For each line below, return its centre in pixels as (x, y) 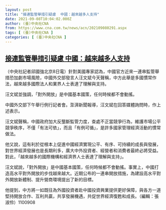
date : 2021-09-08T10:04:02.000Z (38, 19)
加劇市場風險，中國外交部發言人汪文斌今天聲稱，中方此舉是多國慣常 (83, 78)
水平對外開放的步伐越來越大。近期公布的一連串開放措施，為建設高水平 (85, 173)
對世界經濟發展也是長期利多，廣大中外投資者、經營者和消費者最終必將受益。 (83, 150)
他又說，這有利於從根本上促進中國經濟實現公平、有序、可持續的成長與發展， (83, 144)
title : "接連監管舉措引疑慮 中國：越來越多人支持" (52, 14)
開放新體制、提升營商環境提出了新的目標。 (53, 179)
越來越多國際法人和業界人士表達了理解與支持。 (61, 84)
